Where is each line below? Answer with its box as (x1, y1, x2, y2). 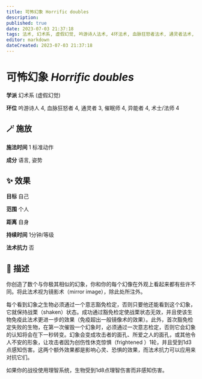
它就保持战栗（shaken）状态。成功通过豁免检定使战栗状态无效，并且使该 (6, 308, 188, 316)
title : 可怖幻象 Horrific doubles (6, 8, 89, 15)
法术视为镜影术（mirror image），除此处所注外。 (26, 288, 146, 296)
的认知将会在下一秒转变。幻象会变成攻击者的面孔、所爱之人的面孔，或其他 (6, 331, 191, 339)
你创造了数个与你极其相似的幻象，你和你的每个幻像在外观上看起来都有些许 (6, 281, 191, 288)
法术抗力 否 (6, 244, 34, 251)
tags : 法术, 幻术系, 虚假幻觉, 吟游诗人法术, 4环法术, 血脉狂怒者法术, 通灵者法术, (6, 31, 194, 37)
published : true (6, 20, 47, 26)
